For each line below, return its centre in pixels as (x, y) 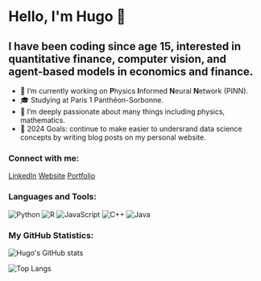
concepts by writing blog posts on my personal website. (113, 137)
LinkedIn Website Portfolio (52, 176)
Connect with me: (44, 158)
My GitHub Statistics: (51, 235)
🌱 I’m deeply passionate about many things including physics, (122, 111)
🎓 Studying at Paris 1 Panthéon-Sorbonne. (91, 100)
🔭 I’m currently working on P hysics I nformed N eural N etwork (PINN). (134, 91)
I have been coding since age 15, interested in (125, 46)
